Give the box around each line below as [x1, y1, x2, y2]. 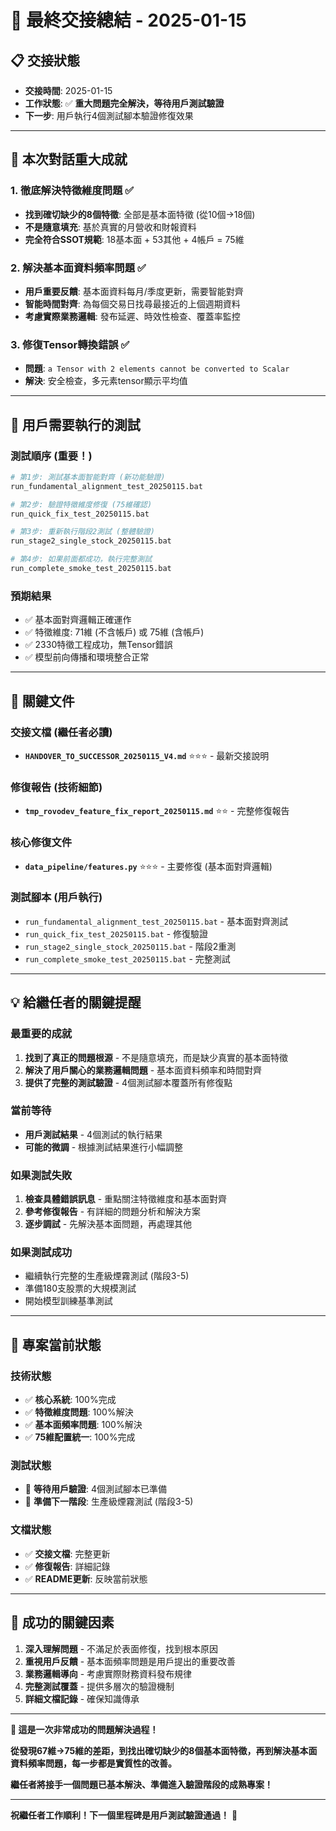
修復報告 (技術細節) [10, 780, 103, 794]
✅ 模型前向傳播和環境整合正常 [24, 651, 150, 663]
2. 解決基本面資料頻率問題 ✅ [10, 261, 147, 275]
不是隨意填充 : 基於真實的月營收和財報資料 [24, 221, 197, 233]
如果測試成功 [10, 1246, 73, 1260]
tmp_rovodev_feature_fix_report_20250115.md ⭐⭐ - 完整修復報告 [24, 805, 290, 817]
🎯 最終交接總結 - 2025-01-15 [10, 9, 247, 32]
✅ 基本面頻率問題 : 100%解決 [24, 1419, 143, 1431]
